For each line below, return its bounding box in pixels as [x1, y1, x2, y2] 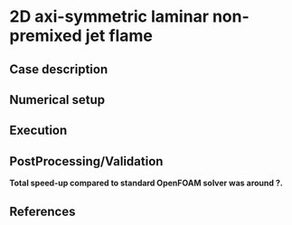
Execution [9, 123, 68, 138]
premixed [9, 25, 83, 46]
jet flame [85, 25, 154, 46]
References [9, 203, 76, 219]
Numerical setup [9, 92, 106, 108]
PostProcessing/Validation [9, 154, 164, 169]
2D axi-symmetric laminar [9, 6, 210, 27]
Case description [9, 61, 108, 77]
